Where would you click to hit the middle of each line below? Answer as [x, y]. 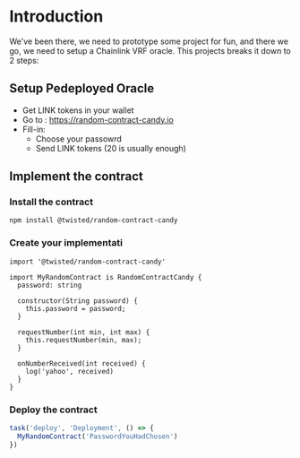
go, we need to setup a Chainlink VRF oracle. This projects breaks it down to [150, 50]
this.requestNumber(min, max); [84, 340]
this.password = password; [76, 308]
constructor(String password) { [78, 301]
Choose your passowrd [79, 138]
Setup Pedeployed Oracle [82, 88]
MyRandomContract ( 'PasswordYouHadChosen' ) [98, 436]
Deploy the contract [53, 410]
